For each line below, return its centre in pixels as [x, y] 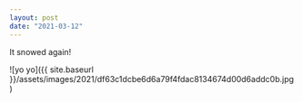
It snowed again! [40, 51]
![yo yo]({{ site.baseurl [51, 70]
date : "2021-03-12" [46, 26]
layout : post [34, 18]
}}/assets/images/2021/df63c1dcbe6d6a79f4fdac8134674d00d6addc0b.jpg [151, 79]
